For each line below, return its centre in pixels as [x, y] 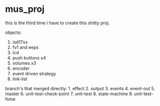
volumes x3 [24, 63]
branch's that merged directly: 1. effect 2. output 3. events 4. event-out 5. [80, 88]
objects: [13, 32]
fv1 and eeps [25, 47]
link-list [20, 79]
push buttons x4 [29, 57]
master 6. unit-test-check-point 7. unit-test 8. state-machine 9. [69, 94]
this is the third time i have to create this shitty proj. [58, 23]
